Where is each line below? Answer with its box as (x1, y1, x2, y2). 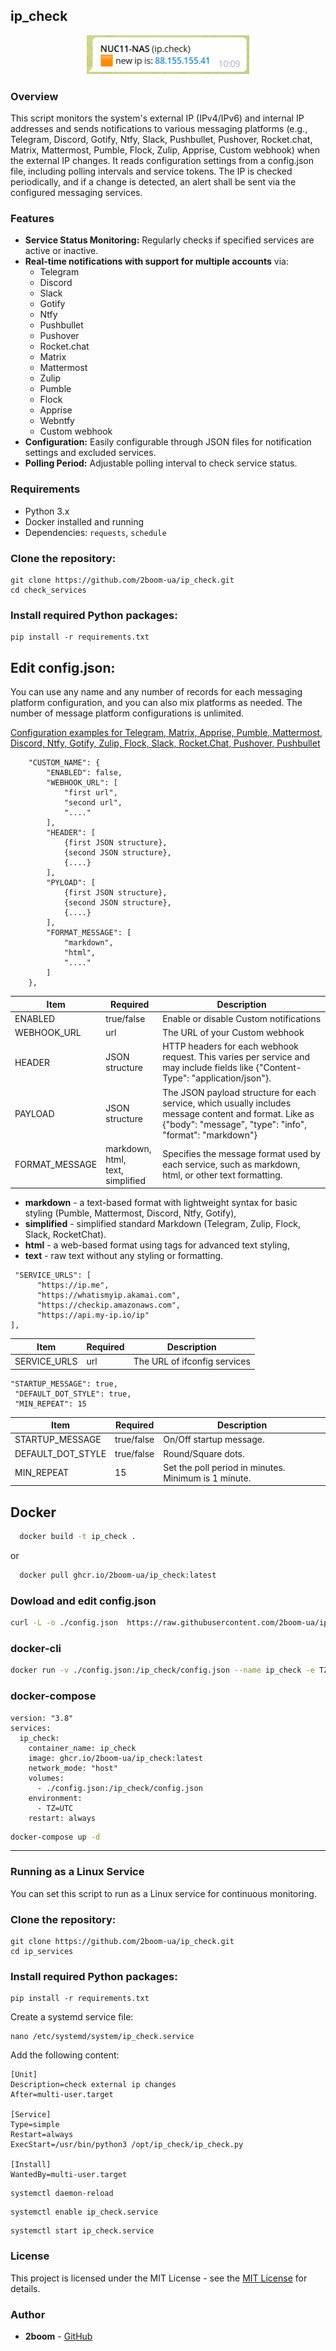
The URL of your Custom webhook (162, 1027, 305, 1039)
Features (10, 212, 55, 226)
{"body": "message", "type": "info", (162, 1118, 308, 1130)
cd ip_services (10, 1947, 74, 1957)
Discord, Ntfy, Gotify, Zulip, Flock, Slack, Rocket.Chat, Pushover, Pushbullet (10, 737, 321, 749)
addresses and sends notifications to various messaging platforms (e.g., (10, 123, 308, 135)
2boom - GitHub (24, 2330, 93, 2342)
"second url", (63, 798, 123, 808)
